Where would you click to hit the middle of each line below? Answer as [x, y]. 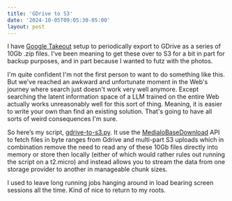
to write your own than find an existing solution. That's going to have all [110, 111]
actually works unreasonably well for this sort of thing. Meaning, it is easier [115, 104]
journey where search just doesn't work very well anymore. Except [103, 89]
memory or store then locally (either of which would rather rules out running [116, 154]
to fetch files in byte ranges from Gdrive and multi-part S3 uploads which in [116, 140]
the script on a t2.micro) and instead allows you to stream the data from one [116, 162]
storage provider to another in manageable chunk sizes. [87, 169]
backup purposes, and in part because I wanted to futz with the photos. [110, 61]
